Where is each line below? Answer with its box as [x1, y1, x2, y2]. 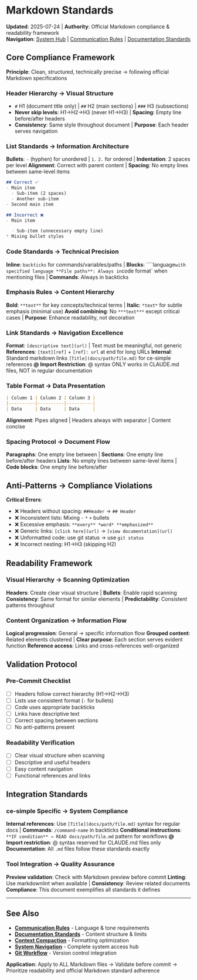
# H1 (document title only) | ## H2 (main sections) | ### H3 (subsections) [14, 102, 189, 109]
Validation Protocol [6, 659, 77, 669]
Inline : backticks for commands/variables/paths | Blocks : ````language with [6, 261, 186, 268]
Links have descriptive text [14, 710, 80, 717]
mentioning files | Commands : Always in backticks [6, 273, 129, 280]
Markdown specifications [6, 74, 67, 81]
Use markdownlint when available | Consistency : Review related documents [6, 879, 191, 886]
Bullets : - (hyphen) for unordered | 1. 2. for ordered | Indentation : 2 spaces [6, 155, 191, 162]
